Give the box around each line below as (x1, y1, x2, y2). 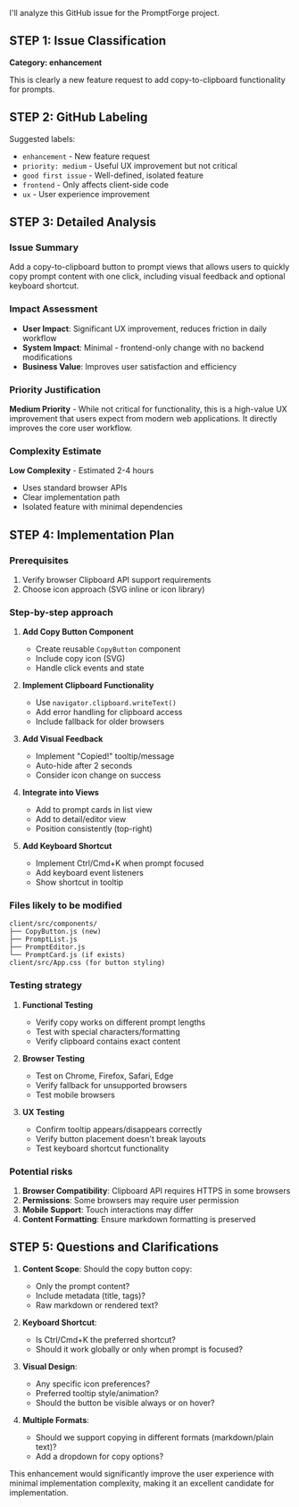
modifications (21, 352, 73, 362)
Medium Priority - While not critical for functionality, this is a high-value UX (9, 404, 287, 414)
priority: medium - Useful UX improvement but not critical (21, 160, 238, 171)
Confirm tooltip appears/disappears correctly (35, 1124, 203, 1135)
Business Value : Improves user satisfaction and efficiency (21, 361, 237, 371)
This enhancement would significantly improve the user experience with (9, 1468, 275, 1478)
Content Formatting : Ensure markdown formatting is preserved (21, 1214, 256, 1225)
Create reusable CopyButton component (35, 644, 181, 654)
